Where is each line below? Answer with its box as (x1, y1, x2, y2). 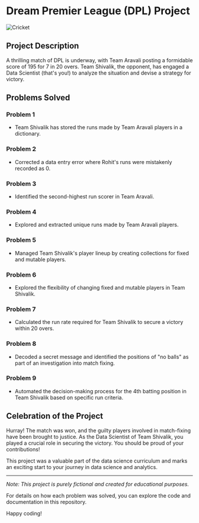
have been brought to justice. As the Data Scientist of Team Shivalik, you (6, 433, 184, 440)
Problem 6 (6, 271, 37, 279)
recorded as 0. (14, 165, 51, 172)
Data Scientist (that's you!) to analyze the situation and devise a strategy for (6, 69, 191, 76)
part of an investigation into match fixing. (14, 360, 115, 367)
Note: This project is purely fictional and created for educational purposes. (6, 480, 190, 487)
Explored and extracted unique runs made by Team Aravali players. (14, 221, 179, 229)
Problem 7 (6, 305, 36, 313)
